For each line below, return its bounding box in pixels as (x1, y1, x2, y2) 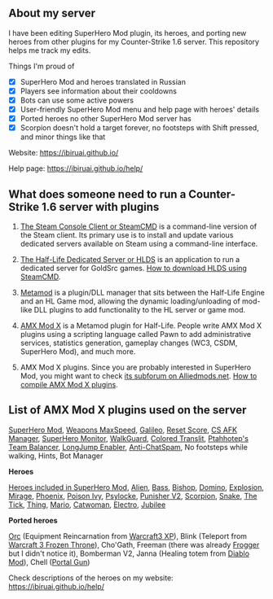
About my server (8, 7, 96, 20)
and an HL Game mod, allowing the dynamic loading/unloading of (20, 296, 240, 306)
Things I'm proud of (8, 61, 75, 71)
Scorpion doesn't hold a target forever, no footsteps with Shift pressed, (20, 123, 259, 133)
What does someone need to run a (8, 187, 187, 201)
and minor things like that (20, 132, 106, 142)
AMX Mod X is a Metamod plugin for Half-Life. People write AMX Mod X (20, 321, 262, 330)
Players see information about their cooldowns (20, 85, 178, 96)
